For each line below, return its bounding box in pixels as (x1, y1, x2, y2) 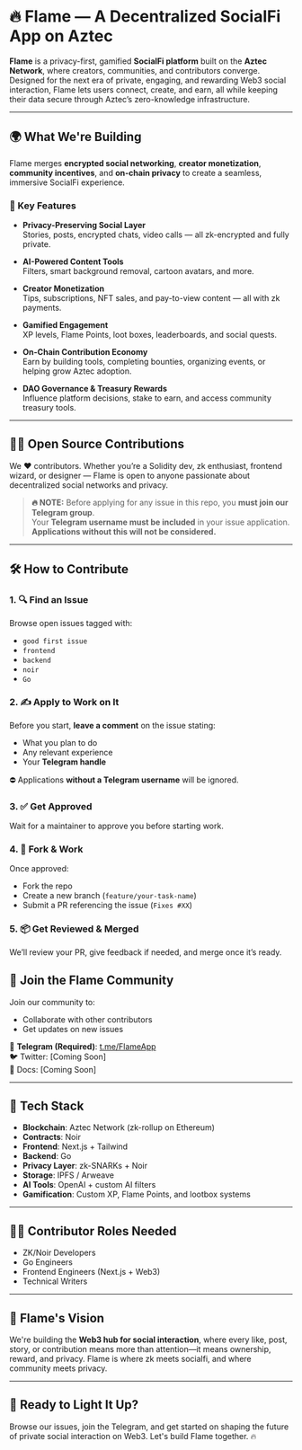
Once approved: (9, 863, 69, 874)
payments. (22, 303, 62, 314)
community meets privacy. (9, 1363, 108, 1374)
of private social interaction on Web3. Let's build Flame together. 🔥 (9, 1430, 257, 1441)
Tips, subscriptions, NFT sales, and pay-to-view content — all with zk (22, 293, 280, 304)
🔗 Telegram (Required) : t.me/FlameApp (9, 1040, 156, 1052)
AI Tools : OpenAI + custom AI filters (22, 1180, 156, 1190)
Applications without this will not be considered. (31, 526, 217, 536)
